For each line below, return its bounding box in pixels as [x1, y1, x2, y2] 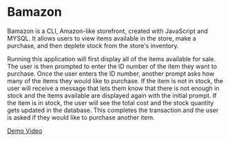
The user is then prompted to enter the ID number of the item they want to [7, 62, 218, 70]
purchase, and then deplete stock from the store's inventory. [7, 41, 179, 50]
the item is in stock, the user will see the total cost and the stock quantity [7, 98, 214, 107]
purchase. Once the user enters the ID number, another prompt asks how [7, 69, 215, 78]
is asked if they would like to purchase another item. [7, 113, 155, 121]
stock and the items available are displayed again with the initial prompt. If [7, 91, 217, 100]
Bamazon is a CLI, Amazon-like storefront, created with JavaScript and [7, 27, 209, 35]
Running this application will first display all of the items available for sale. [7, 54, 216, 63]
